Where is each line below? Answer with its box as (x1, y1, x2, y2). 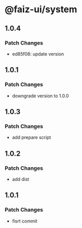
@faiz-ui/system (5, 4, 77, 15)
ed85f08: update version (12, 51, 64, 57)
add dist (12, 176, 29, 182)
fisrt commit (12, 218, 37, 224)
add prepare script (12, 134, 51, 141)
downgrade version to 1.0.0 (12, 93, 69, 99)
